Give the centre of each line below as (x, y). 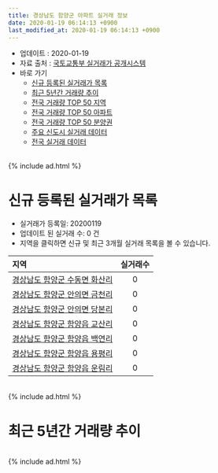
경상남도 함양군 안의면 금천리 (63, 294)
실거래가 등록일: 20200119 (61, 224)
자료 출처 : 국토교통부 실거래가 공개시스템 (83, 63)
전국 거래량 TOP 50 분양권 (72, 122)
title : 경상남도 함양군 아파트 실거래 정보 (68, 15)
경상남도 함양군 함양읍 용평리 (63, 353)
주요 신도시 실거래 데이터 (69, 132)
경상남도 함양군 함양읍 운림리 (63, 368)
